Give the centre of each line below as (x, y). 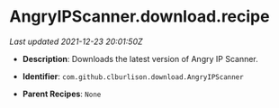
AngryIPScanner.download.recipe (139, 17)
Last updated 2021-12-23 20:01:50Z (76, 41)
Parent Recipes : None (62, 94)
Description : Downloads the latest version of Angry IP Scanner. (140, 58)
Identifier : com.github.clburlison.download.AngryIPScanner (133, 76)
